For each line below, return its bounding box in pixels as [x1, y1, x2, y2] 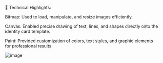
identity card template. [5, 29, 50, 34]
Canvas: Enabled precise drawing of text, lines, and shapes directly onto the [5, 23, 158, 29]
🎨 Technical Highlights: [5, 5, 51, 10]
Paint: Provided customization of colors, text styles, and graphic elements [5, 38, 153, 44]
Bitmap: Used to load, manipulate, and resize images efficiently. [5, 14, 133, 19]
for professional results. [5, 43, 53, 48]
